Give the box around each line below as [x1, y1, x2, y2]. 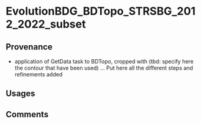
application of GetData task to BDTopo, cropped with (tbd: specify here [14, 58, 194, 65]
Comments [5, 109, 49, 120]
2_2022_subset [5, 17, 86, 31]
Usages [5, 89, 35, 99]
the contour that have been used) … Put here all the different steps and [14, 64, 194, 71]
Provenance [5, 42, 53, 52]
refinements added [14, 71, 63, 78]
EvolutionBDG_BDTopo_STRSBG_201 [5, 4, 196, 18]
